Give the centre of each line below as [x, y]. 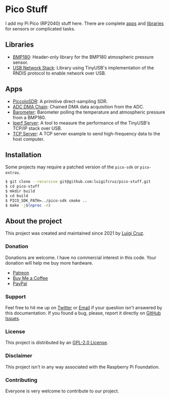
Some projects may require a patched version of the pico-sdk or [72, 167]
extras [12, 173]
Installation [23, 155]
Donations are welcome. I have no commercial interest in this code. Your [81, 258]
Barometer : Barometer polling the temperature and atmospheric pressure [89, 112]
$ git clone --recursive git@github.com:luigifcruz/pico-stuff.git [78, 182]
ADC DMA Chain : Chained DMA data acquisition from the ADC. [78, 106]
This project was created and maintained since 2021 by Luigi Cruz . [75, 233]
